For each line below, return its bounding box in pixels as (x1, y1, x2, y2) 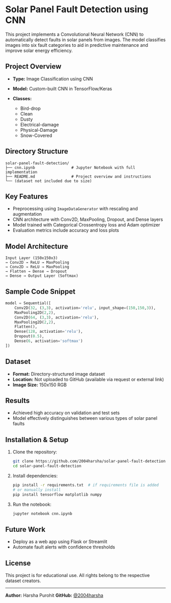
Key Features (5, 192, 48, 200)
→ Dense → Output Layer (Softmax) (5, 273, 79, 278)
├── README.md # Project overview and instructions (5, 174, 152, 179)
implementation (5, 169, 38, 175)
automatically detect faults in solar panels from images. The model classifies (5, 37, 166, 43)
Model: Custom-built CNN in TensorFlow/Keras (12, 85, 112, 92)
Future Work (5, 525, 46, 534)
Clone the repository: (12, 449, 58, 455)
